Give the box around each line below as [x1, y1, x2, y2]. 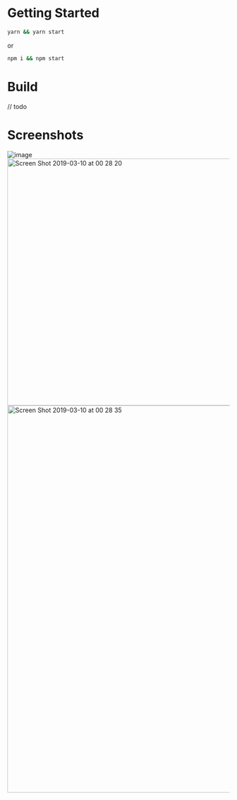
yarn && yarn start [7, 28, 65, 35]
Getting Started [7, 5, 100, 21]
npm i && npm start [7, 55, 65, 62]
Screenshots [7, 127, 84, 143]
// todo [7, 102, 27, 110]
